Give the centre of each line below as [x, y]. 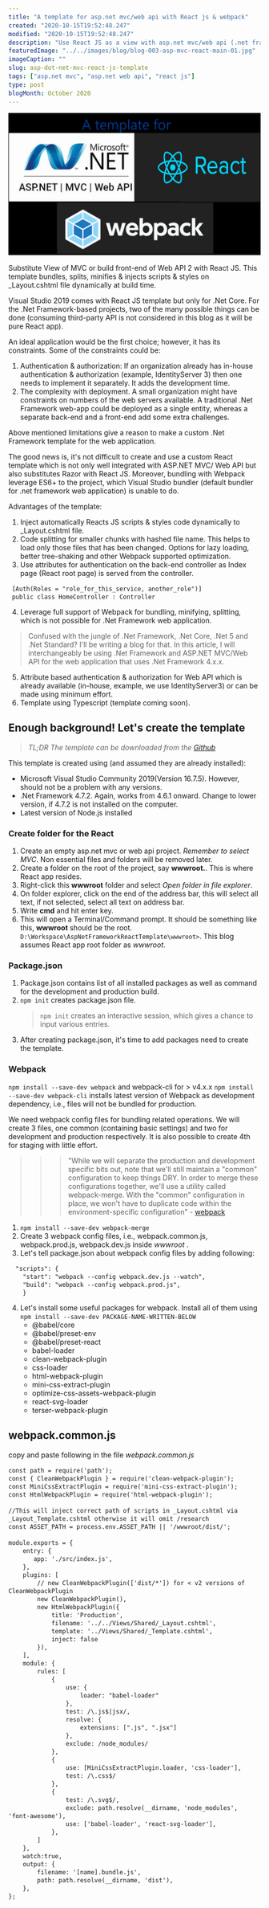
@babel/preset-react [66, 1342]
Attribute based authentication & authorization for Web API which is [131, 677]
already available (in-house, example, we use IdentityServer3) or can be [139, 686]
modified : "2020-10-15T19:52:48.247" [71, 34]
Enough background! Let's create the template [127, 728]
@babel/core [53, 1325]
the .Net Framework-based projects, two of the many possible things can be [134, 309]
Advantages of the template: [55, 507]
